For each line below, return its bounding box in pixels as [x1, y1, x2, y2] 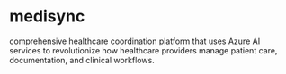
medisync [9, 6, 85, 27]
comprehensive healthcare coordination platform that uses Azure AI [9, 36, 261, 46]
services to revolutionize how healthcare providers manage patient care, [9, 45, 278, 55]
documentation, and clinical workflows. [9, 54, 155, 65]
